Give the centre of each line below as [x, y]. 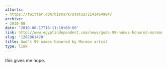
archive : [14, 19]
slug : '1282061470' [25, 37]
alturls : [14, 10]
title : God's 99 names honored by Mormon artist [56, 42]
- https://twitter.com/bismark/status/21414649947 [59, 14]
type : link [16, 46]
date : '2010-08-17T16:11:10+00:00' [42, 28]
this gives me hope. [25, 60]
